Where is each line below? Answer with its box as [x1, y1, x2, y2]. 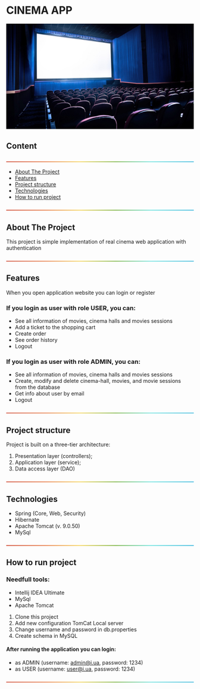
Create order [14, 330, 46, 337]
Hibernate [14, 516, 40, 523]
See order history [14, 336, 58, 344]
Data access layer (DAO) [14, 465, 76, 472]
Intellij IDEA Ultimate [14, 589, 65, 596]
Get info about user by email [14, 390, 85, 397]
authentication [6, 245, 42, 252]
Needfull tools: [6, 575, 50, 584]
